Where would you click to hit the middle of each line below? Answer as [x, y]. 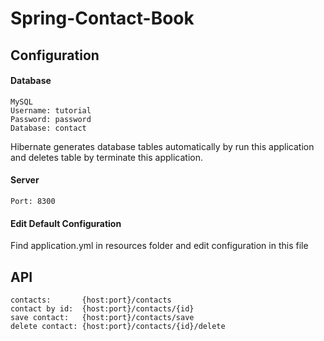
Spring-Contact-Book [102, 18]
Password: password [51, 119]
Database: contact [48, 128]
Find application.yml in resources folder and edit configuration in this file [159, 246]
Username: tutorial [51, 110]
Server [25, 180]
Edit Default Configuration [66, 223]
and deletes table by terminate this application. [106, 157]
